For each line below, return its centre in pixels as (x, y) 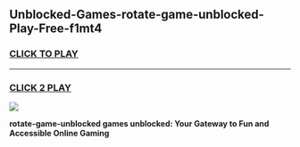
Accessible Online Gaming (59, 133)
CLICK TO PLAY (44, 54)
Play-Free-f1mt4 (56, 29)
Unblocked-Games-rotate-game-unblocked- (137, 15)
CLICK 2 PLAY (40, 87)
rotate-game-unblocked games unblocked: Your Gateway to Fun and (139, 123)
